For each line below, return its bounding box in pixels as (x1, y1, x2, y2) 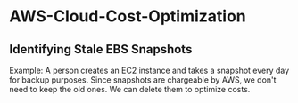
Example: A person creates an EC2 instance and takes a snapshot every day (9, 65, 290, 75)
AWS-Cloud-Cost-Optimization (9, 6, 247, 27)
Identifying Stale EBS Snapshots (9, 42, 193, 57)
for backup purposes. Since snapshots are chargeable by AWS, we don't (9, 75, 277, 85)
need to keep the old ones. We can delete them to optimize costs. (9, 84, 251, 94)
